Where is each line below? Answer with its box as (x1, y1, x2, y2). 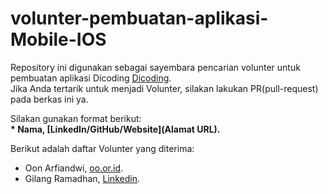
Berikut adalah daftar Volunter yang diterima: (10, 142, 195, 154)
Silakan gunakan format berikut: (10, 112, 142, 124)
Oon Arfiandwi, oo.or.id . (24, 162, 124, 174)
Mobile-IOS (10, 28, 107, 51)
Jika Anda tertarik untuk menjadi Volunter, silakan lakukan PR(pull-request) (10, 82, 319, 94)
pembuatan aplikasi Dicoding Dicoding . (10, 72, 172, 84)
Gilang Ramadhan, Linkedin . (24, 172, 140, 184)
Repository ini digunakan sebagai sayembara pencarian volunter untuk (10, 61, 301, 73)
